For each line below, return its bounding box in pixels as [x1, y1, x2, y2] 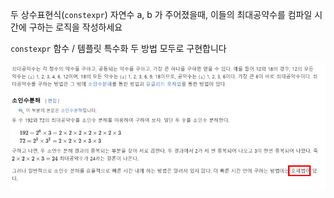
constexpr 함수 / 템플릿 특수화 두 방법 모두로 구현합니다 [10, 43, 227, 54]
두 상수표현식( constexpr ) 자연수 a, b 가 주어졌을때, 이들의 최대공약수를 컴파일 [10, 9, 313, 20]
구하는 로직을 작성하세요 [28, 21, 123, 33]
